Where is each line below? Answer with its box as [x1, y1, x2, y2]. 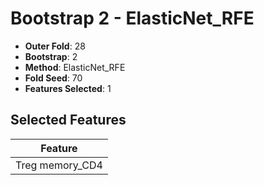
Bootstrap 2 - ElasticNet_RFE [10, 7, 255, 30]
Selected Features [10, 112, 127, 129]
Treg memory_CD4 [15, 158, 103, 172]
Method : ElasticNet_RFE [24, 61, 126, 73]
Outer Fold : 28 [24, 40, 86, 52]
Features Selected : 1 [24, 82, 112, 94]
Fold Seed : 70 [24, 72, 83, 84]
